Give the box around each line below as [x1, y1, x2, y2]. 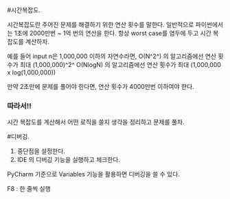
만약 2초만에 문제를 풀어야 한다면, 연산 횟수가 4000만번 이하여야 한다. [7, 83, 194, 90]
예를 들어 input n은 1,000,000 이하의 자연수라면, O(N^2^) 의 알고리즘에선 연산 [7, 52, 217, 60]
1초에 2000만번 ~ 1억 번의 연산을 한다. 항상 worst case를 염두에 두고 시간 [14, 29, 211, 37]
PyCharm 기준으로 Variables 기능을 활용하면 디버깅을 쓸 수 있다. [7, 170, 181, 178]
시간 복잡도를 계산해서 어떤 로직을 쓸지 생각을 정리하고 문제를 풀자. [7, 118, 185, 127]
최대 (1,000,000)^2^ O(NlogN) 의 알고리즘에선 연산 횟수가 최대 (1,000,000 [19, 61, 222, 68]
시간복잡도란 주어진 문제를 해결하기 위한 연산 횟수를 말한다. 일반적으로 [7, 21, 194, 29]
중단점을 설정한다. [16, 147, 65, 155]
